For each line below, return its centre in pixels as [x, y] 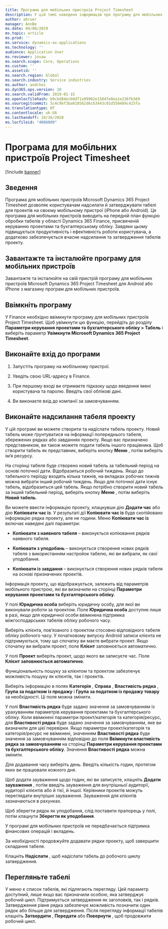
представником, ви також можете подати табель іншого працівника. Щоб [84, 445]
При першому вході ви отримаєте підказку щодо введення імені [82, 386]
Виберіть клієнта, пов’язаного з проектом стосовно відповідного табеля [83, 630]
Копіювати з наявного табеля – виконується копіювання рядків [81, 533]
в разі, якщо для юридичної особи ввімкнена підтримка [65, 615]
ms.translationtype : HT [30, 108]
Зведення [21, 188]
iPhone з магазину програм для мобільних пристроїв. [63, 289]
